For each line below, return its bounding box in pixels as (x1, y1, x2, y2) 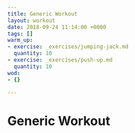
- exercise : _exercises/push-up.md (7, 57, 113, 64)
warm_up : (7, 37, 33, 44)
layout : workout (7, 17, 55, 24)
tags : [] (7, 30, 33, 37)
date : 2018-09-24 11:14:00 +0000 (7, 23, 107, 30)
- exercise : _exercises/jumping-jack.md (7, 43, 129, 50)
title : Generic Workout (7, 10, 78, 18)
